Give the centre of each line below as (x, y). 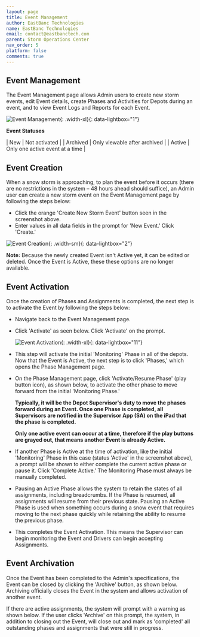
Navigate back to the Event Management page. (73, 319)
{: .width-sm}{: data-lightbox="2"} (90, 244)
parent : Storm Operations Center (48, 40)
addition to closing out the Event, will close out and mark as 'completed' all (98, 621)
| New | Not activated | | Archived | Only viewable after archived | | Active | (98, 143)
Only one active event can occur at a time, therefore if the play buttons (104, 434)
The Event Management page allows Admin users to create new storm (93, 95)
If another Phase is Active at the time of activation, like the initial (93, 452)
